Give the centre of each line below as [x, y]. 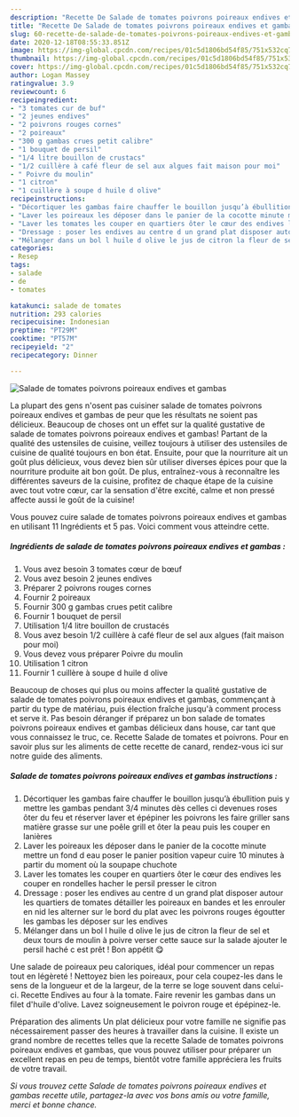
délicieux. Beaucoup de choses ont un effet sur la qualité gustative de [138, 424]
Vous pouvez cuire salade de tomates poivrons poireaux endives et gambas [149, 516]
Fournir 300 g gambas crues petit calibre [98, 606]
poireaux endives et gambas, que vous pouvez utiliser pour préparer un [141, 1050]
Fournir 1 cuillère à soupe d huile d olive [95, 673]
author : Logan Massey [50, 75]
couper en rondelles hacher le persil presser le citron [119, 883]
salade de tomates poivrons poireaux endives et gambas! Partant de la [139, 433]
